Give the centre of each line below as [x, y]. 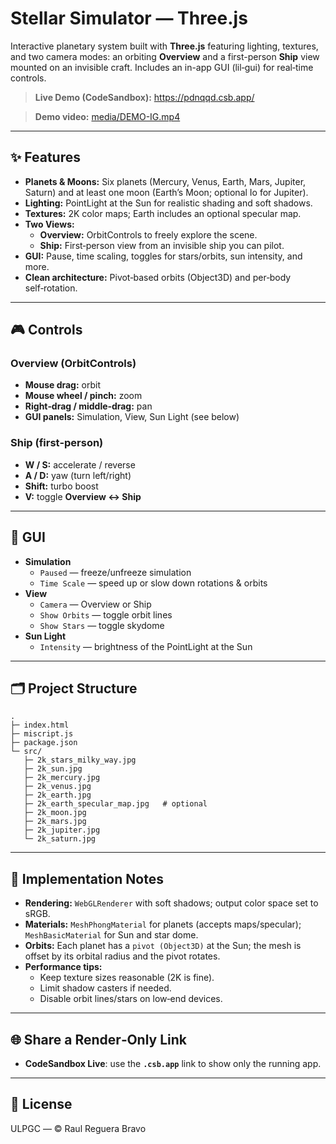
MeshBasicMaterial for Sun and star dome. [111, 935]
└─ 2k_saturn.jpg [60, 839]
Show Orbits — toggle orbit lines [106, 614]
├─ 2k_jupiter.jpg [62, 830]
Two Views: [49, 224]
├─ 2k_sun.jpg [53, 769]
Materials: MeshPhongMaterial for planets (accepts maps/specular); [163, 924]
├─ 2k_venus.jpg [57, 787]
